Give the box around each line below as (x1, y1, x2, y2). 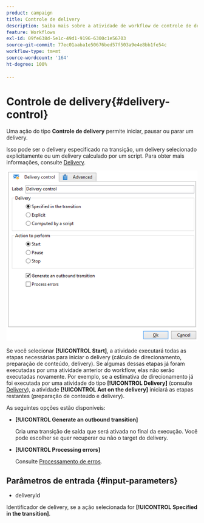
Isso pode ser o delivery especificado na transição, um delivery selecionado (6, 146, 197, 153)
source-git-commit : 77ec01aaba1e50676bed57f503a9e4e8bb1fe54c (6, 42, 167, 48)
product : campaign (6, 10, 53, 16)
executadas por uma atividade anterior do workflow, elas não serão (6, 367, 175, 374)
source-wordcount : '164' (6, 55, 69, 61)
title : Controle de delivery (6, 16, 80, 23)
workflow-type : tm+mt (6, 49, 61, 55)
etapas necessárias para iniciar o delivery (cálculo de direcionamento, (6, 354, 182, 361)
